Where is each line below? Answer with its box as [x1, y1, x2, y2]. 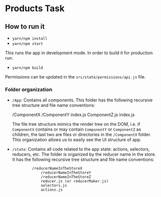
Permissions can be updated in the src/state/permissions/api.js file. [5, 74, 146, 79]
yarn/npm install [12, 36, 48, 41]
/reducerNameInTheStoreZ [40, 175, 91, 179]
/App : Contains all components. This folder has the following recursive [12, 97, 153, 103]
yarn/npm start [12, 41, 43, 46]
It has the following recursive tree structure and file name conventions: [12, 157, 155, 162]
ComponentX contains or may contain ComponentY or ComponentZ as [12, 126, 141, 132]
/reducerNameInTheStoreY [40, 170, 91, 176]
